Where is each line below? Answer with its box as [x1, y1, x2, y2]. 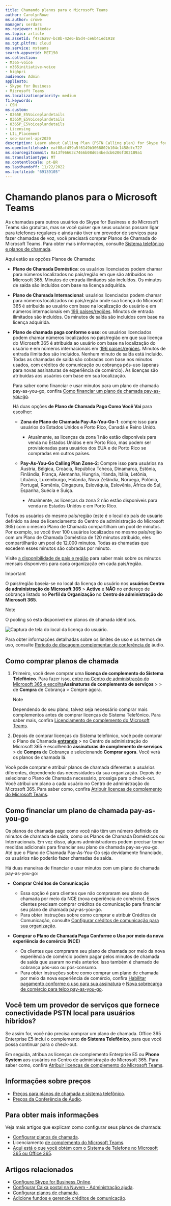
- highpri [5, 70, 26, 75]
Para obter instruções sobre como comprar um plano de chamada [20, 970, 159, 976]
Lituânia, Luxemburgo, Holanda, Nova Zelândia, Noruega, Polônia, [20, 477, 159, 483]
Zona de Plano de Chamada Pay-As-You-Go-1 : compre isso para [20, 419, 158, 425]
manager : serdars [5, 21, 42, 27]
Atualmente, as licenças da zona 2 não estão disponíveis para [27, 497, 158, 504]
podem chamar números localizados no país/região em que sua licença [12, 334, 163, 341]
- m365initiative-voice [5, 64, 56, 70]
